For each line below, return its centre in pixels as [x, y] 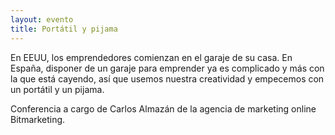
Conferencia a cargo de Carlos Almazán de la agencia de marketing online [163, 108]
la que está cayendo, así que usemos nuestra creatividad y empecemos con [167, 78]
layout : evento [42, 19]
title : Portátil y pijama [64, 29]
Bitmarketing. [38, 119]
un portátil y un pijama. [57, 89]
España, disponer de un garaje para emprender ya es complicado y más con [167, 68]
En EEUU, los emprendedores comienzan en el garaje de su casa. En [151, 57]
